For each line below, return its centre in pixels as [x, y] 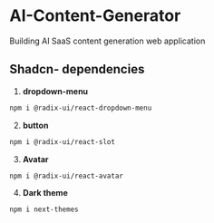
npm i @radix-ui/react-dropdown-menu [81, 108]
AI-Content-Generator [95, 16]
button [35, 125]
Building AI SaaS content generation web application [107, 41]
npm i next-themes [44, 209]
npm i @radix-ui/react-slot [63, 141]
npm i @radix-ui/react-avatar [67, 176]
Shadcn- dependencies [77, 69]
